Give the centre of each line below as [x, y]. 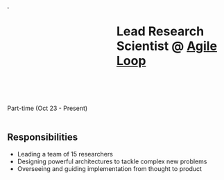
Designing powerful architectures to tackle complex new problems [112, 161]
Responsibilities [43, 137]
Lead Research [161, 31]
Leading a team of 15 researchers [65, 154]
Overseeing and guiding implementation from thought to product [110, 168]
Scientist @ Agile [167, 46]
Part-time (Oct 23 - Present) [48, 108]
